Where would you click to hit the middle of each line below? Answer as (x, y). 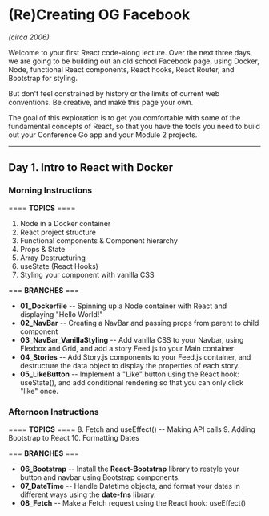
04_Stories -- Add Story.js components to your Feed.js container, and (135, 357)
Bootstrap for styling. (43, 78)
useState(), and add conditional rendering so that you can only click (132, 382)
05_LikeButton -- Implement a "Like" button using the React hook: (130, 374)
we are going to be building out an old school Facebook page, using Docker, (134, 61)
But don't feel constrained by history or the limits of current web (114, 93)
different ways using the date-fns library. (88, 494)
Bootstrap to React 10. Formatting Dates (74, 437)
